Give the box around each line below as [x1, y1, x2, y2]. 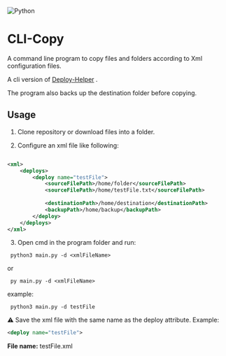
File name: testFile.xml [7, 342, 73, 350]
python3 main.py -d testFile [10, 304, 96, 311]
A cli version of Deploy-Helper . [7, 75, 98, 83]
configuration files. [7, 62, 62, 70]
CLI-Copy [7, 31, 64, 47]
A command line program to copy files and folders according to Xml [7, 54, 203, 62]
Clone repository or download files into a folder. [17, 127, 155, 136]
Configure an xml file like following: [17, 141, 119, 150]
